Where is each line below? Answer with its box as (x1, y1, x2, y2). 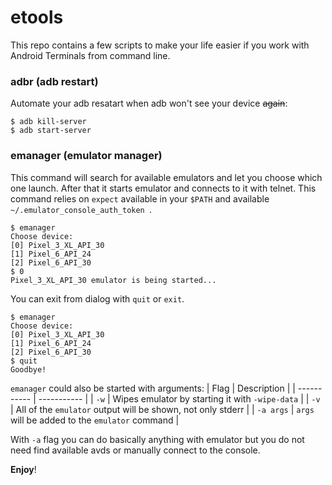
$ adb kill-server (10, 117, 87, 127)
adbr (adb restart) (10, 74, 99, 88)
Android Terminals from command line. (10, 49, 171, 61)
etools (10, 6, 64, 29)
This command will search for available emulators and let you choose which (10, 171, 323, 183)
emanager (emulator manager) (10, 149, 163, 163)
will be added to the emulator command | (10, 414, 180, 426)
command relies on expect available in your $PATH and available (10, 192, 270, 205)
